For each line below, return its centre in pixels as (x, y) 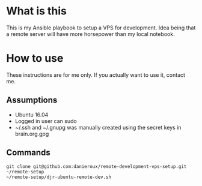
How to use (35, 58)
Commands (29, 153)
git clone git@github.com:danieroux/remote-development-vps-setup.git (96, 166)
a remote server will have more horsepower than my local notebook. (91, 34)
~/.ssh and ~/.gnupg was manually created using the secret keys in (98, 127)
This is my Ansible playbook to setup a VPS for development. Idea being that (101, 28)
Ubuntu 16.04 (32, 115)
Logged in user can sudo (46, 121)
